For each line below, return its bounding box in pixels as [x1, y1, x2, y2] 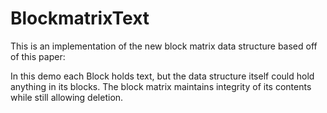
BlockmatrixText [10, 7, 150, 30]
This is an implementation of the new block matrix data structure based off [10, 40, 318, 52]
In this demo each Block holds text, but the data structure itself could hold [10, 70, 315, 82]
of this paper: [10, 50, 66, 62]
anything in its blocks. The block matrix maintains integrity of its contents [10, 80, 312, 92]
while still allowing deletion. [10, 91, 124, 103]
